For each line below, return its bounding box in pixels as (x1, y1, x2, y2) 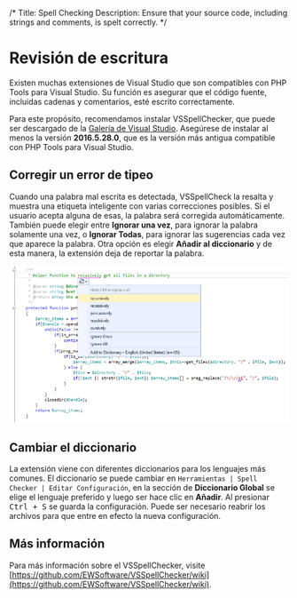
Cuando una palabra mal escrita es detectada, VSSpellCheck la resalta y (9, 191, 274, 202)
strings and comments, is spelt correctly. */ (9, 17, 168, 28)
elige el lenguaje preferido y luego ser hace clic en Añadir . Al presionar (9, 491, 270, 502)
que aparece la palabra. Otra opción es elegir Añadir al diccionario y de (9, 238, 273, 249)
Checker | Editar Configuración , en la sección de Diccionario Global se (9, 482, 275, 492)
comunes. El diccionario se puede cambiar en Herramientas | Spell (9, 473, 258, 483)
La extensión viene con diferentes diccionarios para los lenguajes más (9, 463, 266, 474)
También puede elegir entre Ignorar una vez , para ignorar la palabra (9, 219, 259, 230)
